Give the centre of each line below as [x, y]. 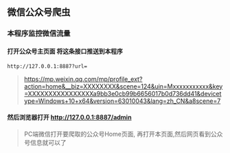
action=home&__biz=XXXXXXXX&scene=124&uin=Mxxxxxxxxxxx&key [123, 86]
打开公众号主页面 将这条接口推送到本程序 [65, 51]
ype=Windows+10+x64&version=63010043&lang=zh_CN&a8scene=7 [122, 101]
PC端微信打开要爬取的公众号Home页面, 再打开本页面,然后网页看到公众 [123, 134]
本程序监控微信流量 [39, 34]
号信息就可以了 [45, 142]
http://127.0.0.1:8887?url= [47, 66]
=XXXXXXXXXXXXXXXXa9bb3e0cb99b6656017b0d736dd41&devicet [123, 93]
